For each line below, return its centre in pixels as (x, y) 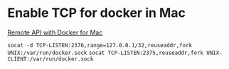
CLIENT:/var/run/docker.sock (50, 59)
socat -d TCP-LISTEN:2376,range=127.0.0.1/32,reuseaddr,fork (100, 45)
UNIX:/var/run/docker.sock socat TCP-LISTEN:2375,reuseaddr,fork (106, 53)
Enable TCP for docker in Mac (97, 13)
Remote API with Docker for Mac (55, 32)
